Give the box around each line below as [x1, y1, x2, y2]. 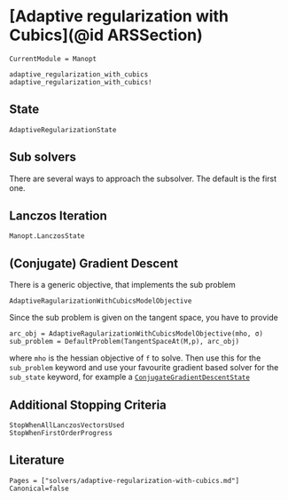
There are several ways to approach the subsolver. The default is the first [9, 173, 277, 184]
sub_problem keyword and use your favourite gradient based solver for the [9, 362, 279, 373]
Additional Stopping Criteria [9, 397, 167, 412]
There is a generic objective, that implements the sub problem [9, 280, 237, 290]
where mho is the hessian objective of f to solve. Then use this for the [9, 353, 261, 363]
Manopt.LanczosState [9, 232, 86, 241]
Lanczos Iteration [9, 208, 108, 223]
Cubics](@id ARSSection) [9, 25, 204, 45]
